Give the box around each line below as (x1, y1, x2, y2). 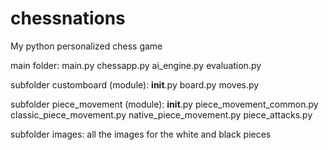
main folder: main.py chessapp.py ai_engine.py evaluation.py (10, 59, 262, 71)
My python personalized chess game (10, 40, 163, 52)
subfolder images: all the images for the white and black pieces (10, 128, 272, 140)
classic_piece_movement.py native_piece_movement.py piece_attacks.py (10, 108, 313, 121)
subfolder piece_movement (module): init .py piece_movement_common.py (10, 98, 319, 110)
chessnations (10, 7, 126, 30)
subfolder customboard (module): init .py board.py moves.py (10, 78, 260, 91)
